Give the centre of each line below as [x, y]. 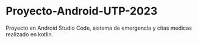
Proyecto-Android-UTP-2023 [82, 11]
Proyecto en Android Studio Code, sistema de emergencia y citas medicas [99, 28]
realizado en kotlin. [30, 34]
